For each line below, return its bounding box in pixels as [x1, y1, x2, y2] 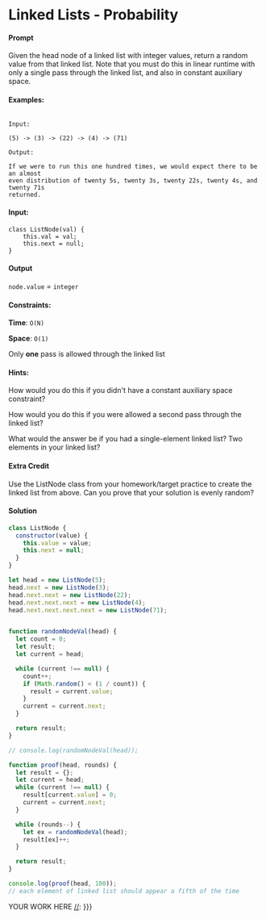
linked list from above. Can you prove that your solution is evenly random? [8, 487, 255, 497]
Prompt [8, 32, 34, 42]
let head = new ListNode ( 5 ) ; [8, 576, 106, 584]
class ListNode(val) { [8, 225, 85, 233]
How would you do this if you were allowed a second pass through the [8, 410, 242, 420]
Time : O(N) [8, 318, 44, 328]
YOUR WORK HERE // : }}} [8, 901, 93, 911]
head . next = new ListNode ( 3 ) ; [8, 583, 110, 591]
